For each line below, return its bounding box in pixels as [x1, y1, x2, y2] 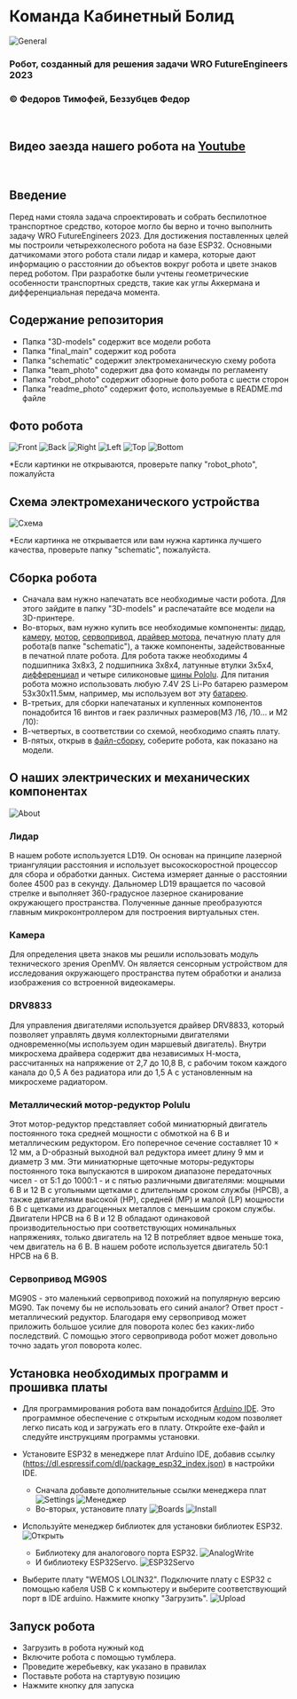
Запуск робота [9, 1618, 96, 1634]
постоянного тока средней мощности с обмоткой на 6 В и [9, 1128, 231, 1139]
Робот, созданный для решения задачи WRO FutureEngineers [9, 58, 288, 70]
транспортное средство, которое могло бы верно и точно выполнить [9, 220, 273, 232]
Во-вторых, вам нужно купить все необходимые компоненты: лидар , [21, 622, 286, 633]
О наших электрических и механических [9, 770, 251, 786]
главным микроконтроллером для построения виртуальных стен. [9, 907, 260, 918]
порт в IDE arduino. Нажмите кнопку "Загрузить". [21, 1593, 208, 1604]
